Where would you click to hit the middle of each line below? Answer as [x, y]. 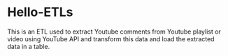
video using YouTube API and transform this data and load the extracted [111, 38]
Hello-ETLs [40, 12]
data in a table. [29, 46]
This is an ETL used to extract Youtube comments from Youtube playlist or [114, 31]
